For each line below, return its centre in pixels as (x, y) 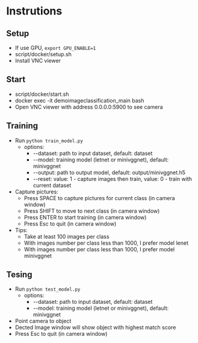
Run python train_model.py (49, 140)
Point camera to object (43, 321)
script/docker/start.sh (42, 94)
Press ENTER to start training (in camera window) (85, 217)
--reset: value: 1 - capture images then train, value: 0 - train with (113, 178)
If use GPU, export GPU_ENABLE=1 (55, 48)
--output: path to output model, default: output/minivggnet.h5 (109, 172)
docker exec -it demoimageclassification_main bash (79, 100)
